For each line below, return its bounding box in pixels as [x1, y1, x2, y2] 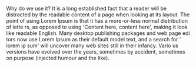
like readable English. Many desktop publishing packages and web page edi [6, 30, 190, 37]
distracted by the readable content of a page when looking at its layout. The [6, 11, 190, 18]
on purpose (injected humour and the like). [6, 55, 110, 61]
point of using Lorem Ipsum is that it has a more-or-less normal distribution [6, 17, 188, 24]
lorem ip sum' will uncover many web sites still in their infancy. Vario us [6, 42, 178, 49]
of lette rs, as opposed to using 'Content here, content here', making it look [6, 23, 188, 30]
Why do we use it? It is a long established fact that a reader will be [6, 5, 167, 12]
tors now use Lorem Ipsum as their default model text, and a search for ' [6, 36, 181, 43]
